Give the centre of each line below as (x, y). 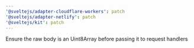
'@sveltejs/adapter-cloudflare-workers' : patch (65, 11)
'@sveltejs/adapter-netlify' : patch (51, 17)
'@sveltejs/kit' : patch (35, 22)
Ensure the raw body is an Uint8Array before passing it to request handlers (97, 39)
